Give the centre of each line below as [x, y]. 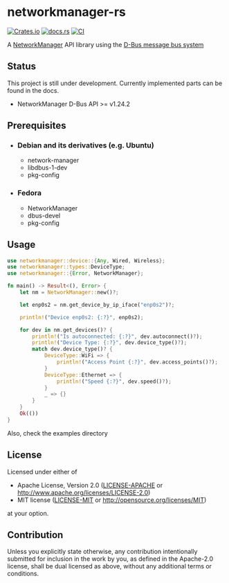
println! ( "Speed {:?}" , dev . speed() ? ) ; [114, 382]
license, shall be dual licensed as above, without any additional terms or [110, 566]
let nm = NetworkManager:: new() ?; [69, 293]
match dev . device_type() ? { [72, 349]
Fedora [29, 193]
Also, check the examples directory [58, 433]
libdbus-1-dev [47, 168]
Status [22, 66]
